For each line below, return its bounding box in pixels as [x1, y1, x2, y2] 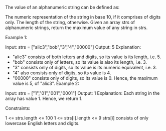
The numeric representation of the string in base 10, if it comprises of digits [5, 14, 161, 20]
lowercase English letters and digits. [5, 120, 80, 126]
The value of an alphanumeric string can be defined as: [5, 5, 120, 10]
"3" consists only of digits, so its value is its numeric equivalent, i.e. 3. [12, 65, 157, 70]
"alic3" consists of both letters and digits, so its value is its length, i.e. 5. [12, 54, 161, 60]
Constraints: [5, 105, 31, 111]
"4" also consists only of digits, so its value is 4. [12, 70, 111, 76]
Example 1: [5, 35, 28, 40]
